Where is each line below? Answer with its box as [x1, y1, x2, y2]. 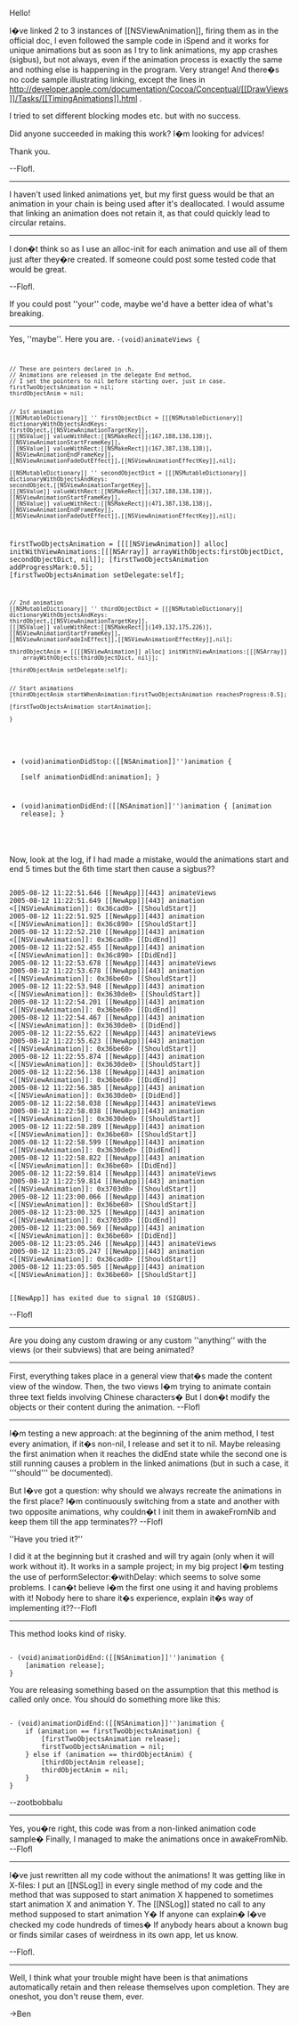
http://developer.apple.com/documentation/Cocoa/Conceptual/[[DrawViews [9, 84, 289, 94]
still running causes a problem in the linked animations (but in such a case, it [9, 1458, 289, 1469]
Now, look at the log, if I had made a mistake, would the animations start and [9, 854, 289, 865]
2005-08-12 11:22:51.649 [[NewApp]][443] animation [9, 896, 205, 905]
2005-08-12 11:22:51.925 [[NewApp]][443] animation [9, 912, 205, 921]
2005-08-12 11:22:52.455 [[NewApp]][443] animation [9, 943, 205, 952]
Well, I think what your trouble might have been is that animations [9, 1972, 249, 1982]
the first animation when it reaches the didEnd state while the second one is [9, 1448, 287, 1459]
